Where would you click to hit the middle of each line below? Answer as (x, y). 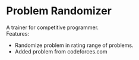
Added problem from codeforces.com (61, 51)
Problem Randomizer (59, 11)
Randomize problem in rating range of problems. (74, 45)
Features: (18, 33)
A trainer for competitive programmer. (53, 27)
